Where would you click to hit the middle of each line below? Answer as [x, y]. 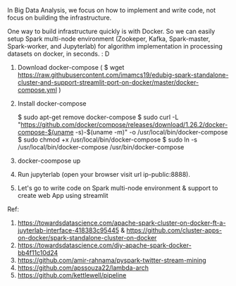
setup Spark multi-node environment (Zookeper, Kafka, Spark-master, [109, 39]
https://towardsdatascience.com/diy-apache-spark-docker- [104, 245]
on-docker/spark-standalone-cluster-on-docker [87, 238]
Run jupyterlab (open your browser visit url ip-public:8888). [104, 174]
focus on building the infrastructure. [60, 18]
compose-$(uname [45, 132]
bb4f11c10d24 [38, 253]
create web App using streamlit [63, 195]
